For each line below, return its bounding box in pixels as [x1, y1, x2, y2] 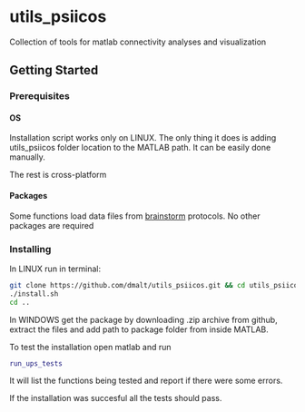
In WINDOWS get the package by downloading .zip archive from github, [9, 314, 279, 325]
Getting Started [9, 63, 99, 78]
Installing [9, 242, 52, 255]
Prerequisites [9, 90, 70, 103]
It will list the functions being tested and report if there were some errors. [9, 375, 283, 387]
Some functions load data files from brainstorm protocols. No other [9, 211, 261, 221]
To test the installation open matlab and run [9, 341, 172, 352]
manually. [9, 152, 45, 162]
